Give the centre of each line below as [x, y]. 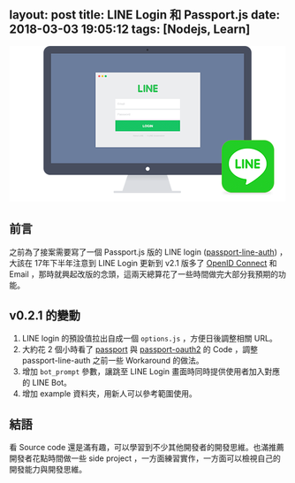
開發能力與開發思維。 [48, 470]
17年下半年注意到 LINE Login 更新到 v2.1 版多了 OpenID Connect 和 [155, 263]
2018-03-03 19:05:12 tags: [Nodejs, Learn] [130, 30]
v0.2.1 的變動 [45, 316]
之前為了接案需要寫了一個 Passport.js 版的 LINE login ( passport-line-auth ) [144, 252]
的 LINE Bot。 [47, 383]
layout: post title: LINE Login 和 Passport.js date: [145, 15]
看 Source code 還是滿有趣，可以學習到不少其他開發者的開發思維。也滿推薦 [147, 448]
